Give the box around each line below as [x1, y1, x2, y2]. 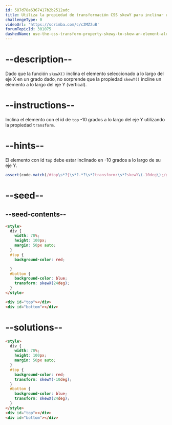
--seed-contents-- [5, 210, 67, 219]
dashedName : [5, 31, 31, 36]
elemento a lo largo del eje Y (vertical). [5, 81, 87, 87]
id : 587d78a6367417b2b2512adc [5, 7, 70, 13]
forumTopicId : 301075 [5, 27, 52, 32]
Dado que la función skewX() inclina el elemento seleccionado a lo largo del [5, 70, 164, 77]
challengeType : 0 [5, 17, 42, 22]
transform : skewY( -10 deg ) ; [14, 377, 72, 382]
